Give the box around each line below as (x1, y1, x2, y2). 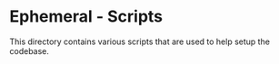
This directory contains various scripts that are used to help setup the (9, 36, 271, 47)
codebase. (9, 45, 50, 56)
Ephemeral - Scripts (9, 6, 164, 27)
